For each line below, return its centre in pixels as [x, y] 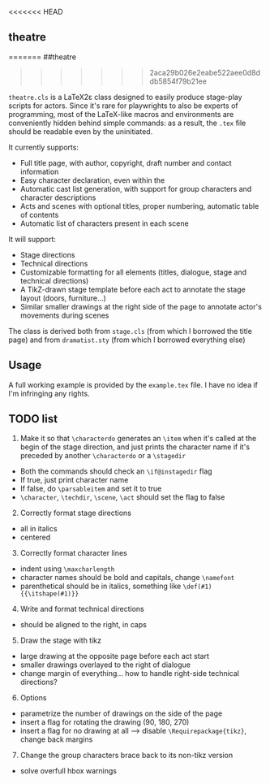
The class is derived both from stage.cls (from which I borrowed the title [131, 331]
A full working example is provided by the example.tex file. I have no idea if [133, 384]
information [39, 171]
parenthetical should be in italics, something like [101, 586]
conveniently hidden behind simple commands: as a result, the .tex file [127, 123]
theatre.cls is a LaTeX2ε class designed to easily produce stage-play [125, 97]
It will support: [32, 239]
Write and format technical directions [82, 609]
